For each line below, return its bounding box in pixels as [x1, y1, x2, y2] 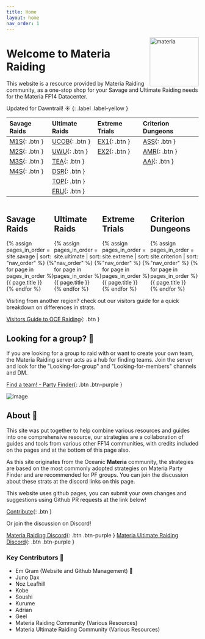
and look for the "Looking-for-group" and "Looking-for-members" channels [6, 362, 196, 370]
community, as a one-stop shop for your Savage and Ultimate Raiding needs [6, 86, 198, 94]
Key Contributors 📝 [6, 553, 64, 562]
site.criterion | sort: [150, 253, 198, 260]
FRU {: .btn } [51, 187, 85, 196]
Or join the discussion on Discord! [6, 520, 92, 527]
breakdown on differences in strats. [6, 304, 96, 311]
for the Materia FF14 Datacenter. [6, 93, 88, 100]
